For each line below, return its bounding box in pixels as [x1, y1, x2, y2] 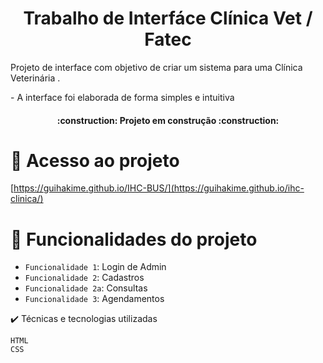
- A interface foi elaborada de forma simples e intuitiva [10, 91, 235, 103]
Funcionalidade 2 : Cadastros [24, 272, 145, 284]
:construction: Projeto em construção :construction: [56, 114, 280, 126]
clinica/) [10, 193, 44, 205]
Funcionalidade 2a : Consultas [24, 282, 148, 294]
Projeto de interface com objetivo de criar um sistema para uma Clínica [10, 61, 303, 73]
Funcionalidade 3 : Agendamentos [24, 293, 165, 305]
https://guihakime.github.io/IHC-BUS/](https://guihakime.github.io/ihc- [13, 182, 305, 194]
